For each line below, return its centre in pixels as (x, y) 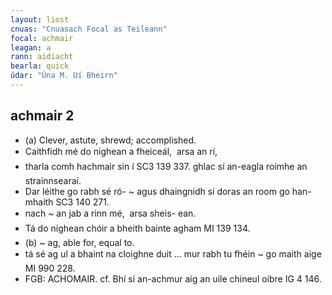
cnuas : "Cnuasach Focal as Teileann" (89, 29)
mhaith (39, 202)
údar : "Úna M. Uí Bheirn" (64, 76)
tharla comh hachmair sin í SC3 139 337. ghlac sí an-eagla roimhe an (166, 166)
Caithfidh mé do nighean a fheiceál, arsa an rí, (121, 151)
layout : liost (40, 19)
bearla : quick (40, 66)
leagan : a (31, 47)
